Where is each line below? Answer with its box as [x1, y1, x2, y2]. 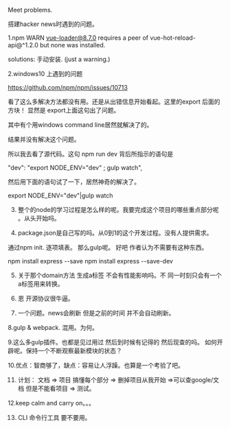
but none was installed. [39, 41, 106, 49]
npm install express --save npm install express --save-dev [8, 257, 174, 265]
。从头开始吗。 [17, 214, 60, 222]
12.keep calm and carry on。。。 [8, 399, 95, 407]
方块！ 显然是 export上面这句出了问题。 [8, 106, 120, 114]
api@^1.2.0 [8, 41, 38, 49]
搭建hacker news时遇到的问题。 [8, 20, 98, 28]
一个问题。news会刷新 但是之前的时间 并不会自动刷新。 [17, 309, 175, 317]
